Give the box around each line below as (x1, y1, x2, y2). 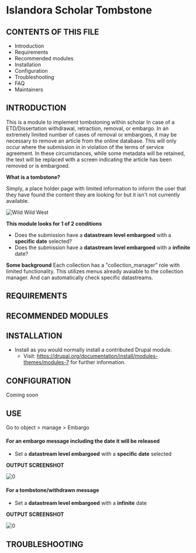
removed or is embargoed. (6, 162, 70, 169)
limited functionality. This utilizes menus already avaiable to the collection (6, 267, 184, 274)
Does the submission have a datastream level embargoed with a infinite (14, 244, 191, 251)
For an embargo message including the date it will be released (6, 437, 160, 445)
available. (6, 197, 29, 204)
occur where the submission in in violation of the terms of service (6, 143, 164, 150)
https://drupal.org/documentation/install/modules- (36, 352, 159, 359)
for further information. (70, 359, 126, 366)
